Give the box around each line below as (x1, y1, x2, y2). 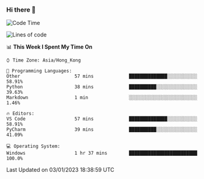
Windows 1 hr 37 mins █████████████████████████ (6, 150, 198, 156)
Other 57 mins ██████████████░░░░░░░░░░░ (6, 73, 198, 80)
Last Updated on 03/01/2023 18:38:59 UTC (6, 166, 114, 174)
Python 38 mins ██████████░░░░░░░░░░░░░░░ (6, 84, 198, 90)
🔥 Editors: (6, 111, 35, 117)
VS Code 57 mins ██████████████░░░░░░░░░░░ (6, 116, 198, 122)
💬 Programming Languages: (6, 68, 72, 74)
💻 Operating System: (6, 143, 61, 150)
